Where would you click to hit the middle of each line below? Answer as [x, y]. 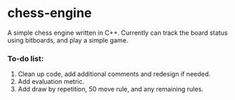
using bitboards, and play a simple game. [68, 40]
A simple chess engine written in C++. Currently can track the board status [118, 33]
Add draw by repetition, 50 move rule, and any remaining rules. [110, 89]
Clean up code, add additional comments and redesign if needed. [114, 74]
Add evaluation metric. [51, 82]
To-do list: [26, 58]
